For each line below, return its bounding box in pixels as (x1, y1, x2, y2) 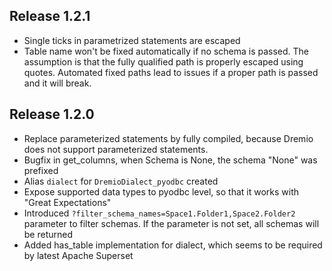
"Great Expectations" (23, 196, 112, 208)
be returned (23, 228, 74, 240)
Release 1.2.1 (9, 8, 91, 25)
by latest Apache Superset (23, 249, 134, 261)
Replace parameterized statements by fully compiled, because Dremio (23, 132, 314, 144)
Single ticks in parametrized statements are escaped (23, 34, 241, 46)
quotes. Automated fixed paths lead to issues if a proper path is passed (23, 66, 319, 78)
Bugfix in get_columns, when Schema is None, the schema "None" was (23, 154, 318, 166)
